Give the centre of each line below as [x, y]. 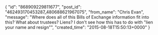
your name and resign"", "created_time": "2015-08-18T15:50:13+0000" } [78, 27]
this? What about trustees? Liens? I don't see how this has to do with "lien [79, 22]
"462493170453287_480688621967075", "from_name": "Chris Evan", [75, 12]
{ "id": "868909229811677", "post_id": [43, 7]
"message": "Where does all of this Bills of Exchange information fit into [77, 17]
